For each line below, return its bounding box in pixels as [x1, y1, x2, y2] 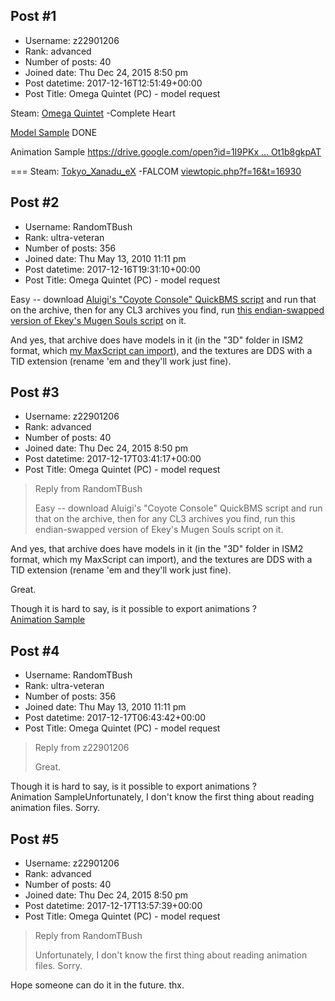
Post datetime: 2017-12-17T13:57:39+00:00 [24, 900, 203, 912]
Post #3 [10, 384, 60, 401]
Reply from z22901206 [34, 742, 130, 754]
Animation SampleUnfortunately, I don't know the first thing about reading [10, 791, 315, 803]
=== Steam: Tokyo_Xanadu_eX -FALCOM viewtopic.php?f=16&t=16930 [10, 165, 302, 177]
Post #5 [10, 830, 60, 848]
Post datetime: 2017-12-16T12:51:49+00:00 [24, 77, 203, 89]
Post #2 [10, 194, 60, 211]
